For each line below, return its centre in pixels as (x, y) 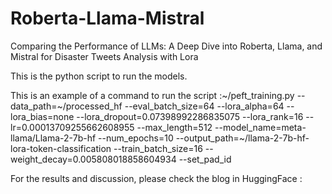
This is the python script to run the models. (99, 76)
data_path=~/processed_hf (66, 106)
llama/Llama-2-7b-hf (53, 138)
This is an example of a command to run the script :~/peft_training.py (152, 95)
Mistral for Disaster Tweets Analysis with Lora (104, 56)
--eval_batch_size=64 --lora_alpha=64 (204, 106)
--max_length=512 (174, 127)
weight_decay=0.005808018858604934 (93, 159)
